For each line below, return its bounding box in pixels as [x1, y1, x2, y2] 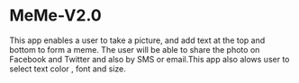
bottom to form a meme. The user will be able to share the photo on [9, 44, 260, 54]
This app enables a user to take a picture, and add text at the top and [9, 35, 266, 46]
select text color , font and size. [9, 63, 126, 74]
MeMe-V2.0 [9, 5, 102, 26]
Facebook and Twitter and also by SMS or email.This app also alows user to [9, 54, 290, 64]
